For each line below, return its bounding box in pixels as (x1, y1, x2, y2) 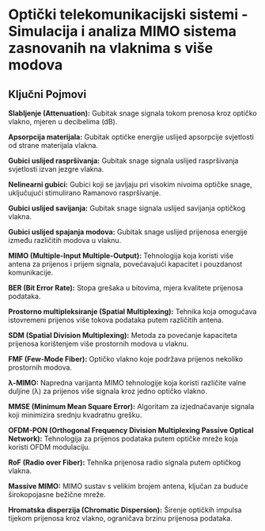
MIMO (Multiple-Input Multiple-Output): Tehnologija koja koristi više (8, 251, 234, 260)
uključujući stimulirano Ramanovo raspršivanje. (8, 188, 161, 197)
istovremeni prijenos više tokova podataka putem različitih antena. (8, 315, 224, 324)
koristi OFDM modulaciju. (8, 442, 91, 452)
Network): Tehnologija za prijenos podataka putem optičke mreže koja (8, 434, 239, 443)
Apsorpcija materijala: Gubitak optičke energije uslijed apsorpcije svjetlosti (8, 132, 255, 142)
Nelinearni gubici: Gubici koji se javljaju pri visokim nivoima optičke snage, (8, 180, 253, 189)
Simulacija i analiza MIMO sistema (8, 22, 237, 40)
